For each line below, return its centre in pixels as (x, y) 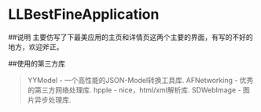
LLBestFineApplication (84, 14)
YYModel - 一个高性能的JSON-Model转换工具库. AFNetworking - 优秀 (140, 80)
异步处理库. (53, 99)
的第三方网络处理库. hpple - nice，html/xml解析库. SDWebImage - (134, 90)
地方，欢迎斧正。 (36, 47)
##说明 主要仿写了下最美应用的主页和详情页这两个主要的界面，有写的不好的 (130, 37)
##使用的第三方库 (37, 63)
